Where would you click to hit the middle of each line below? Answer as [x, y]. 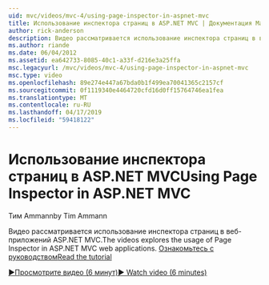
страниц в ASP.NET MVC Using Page [133, 177]
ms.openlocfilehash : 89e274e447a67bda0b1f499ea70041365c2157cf [116, 82]
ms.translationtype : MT [48, 98]
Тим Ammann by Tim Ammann [58, 215]
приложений [30, 239]
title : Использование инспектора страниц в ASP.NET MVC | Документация [130, 23]
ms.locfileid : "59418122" [51, 120]
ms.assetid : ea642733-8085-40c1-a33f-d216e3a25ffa [94, 61]
